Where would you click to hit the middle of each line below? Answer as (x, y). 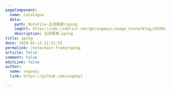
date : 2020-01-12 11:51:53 (34, 43)
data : (16, 19)
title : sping (19, 39)
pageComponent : (21, 10)
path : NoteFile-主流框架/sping (46, 24)
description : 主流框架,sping (44, 34)
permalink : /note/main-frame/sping (43, 48)
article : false (21, 52)
